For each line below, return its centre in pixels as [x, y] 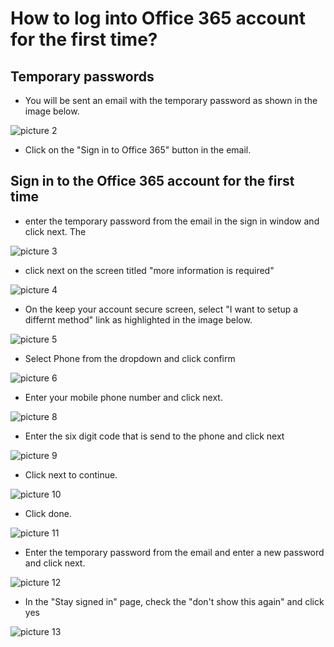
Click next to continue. [71, 474]
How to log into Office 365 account [158, 18]
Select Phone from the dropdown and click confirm [130, 358]
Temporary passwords [82, 76]
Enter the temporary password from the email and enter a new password [174, 552]
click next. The [55, 231]
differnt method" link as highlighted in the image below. [138, 319]
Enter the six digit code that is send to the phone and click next [154, 436]
